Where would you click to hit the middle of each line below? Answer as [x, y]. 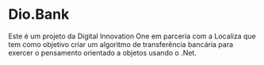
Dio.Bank [39, 14]
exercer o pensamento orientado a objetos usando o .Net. [102, 52]
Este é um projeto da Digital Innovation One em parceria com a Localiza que [132, 36]
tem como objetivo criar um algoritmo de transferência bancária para [121, 44]
